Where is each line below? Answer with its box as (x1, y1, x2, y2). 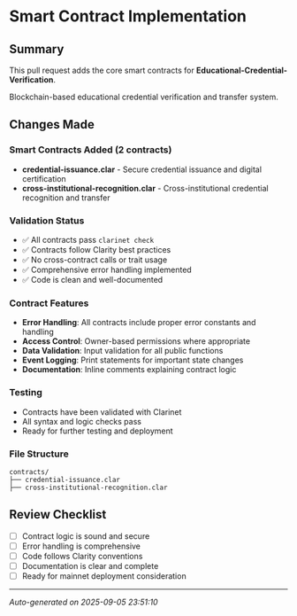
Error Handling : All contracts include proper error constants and (21, 317, 256, 328)
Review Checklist (9, 507, 107, 522)
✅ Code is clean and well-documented (21, 274, 164, 285)
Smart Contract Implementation (9, 6, 247, 27)
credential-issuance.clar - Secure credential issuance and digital (21, 164, 263, 175)
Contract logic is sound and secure (21, 530, 150, 542)
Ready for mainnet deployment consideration (21, 570, 187, 581)
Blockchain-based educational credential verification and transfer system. (9, 91, 278, 102)
